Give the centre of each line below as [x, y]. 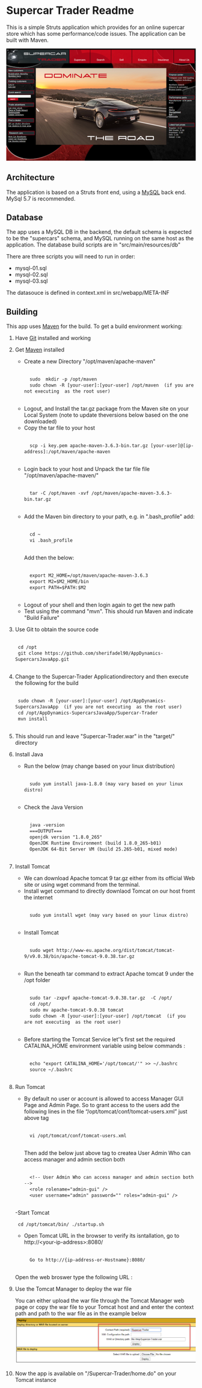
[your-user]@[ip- [172, 446]
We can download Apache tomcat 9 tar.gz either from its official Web [109, 878]
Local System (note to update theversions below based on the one [106, 415]
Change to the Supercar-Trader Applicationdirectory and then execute [102, 676]
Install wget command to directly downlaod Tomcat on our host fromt [109, 891]
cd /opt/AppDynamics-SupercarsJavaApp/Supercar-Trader [88, 713]
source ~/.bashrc [51, 1070]
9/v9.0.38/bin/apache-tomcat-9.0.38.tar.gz [79, 957]
